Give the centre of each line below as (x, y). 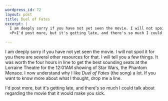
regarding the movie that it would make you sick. (55, 93)
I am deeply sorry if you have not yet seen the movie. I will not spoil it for (80, 51)
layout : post (19, 14)
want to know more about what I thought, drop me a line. (63, 78)
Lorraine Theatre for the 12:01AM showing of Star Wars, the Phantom (76, 67)
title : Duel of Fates (28, 19)
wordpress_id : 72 (23, 10)
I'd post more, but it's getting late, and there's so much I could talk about (80, 88)
